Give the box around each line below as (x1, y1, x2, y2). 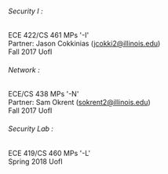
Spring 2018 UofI (8, 157, 63, 166)
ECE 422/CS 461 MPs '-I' (8, 31, 89, 40)
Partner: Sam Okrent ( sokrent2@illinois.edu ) (8, 98, 151, 107)
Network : (8, 65, 41, 74)
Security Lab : (8, 124, 53, 133)
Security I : (8, 6, 43, 16)
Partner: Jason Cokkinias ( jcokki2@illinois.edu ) (8, 39, 161, 49)
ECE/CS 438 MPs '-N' (8, 89, 79, 99)
